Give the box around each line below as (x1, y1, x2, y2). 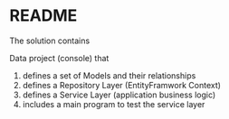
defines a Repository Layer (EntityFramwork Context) (22, 79, 222, 90)
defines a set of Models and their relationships (22, 69, 196, 81)
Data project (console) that (9, 52, 110, 63)
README (9, 5, 78, 26)
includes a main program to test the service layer (22, 98, 205, 109)
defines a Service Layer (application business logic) (22, 89, 216, 100)
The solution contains (9, 35, 91, 46)
